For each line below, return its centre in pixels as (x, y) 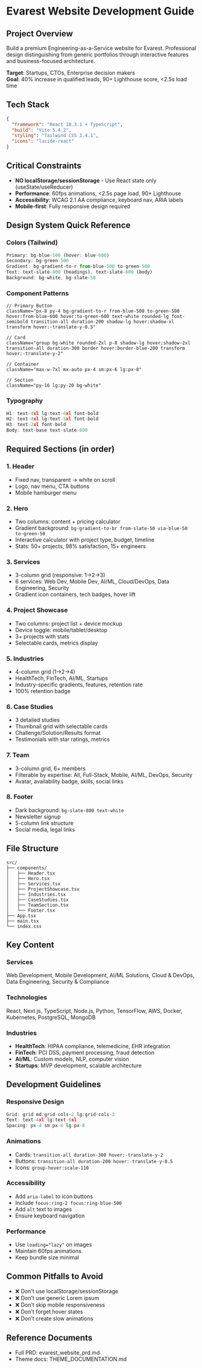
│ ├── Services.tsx (34, 884)
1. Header (21, 467)
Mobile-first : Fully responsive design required (73, 206)
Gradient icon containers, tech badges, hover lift (75, 594)
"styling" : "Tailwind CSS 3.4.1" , (55, 136)
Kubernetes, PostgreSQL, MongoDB (51, 1017)
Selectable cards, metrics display (56, 643)
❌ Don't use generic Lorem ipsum (57, 1298)
